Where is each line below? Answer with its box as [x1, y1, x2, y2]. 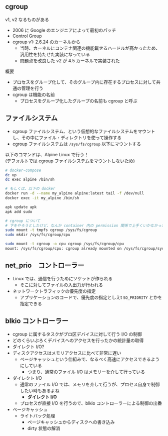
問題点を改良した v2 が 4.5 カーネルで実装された [19, 57, 120, 63]
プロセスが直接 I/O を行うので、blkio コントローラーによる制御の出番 [19, 400, 162, 406]
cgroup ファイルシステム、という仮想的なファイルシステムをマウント [12, 128, 155, 134]
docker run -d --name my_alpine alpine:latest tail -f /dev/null [5, 191, 144, 196]
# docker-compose [5, 168, 41, 173]
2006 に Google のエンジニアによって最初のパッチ [12, 27, 116, 33]
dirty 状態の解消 [27, 425, 60, 431]
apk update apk [5, 204, 37, 209]
